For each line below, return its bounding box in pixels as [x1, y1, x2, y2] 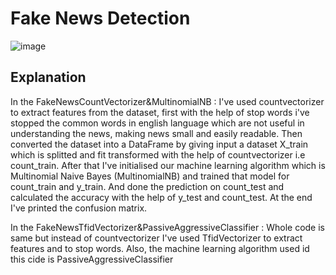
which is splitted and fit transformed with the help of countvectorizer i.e [10, 148, 306, 161]
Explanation [10, 69, 87, 86]
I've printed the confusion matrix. [10, 202, 148, 214]
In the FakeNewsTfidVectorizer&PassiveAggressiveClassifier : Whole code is [10, 221, 325, 233]
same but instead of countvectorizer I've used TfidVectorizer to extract [10, 232, 303, 244]
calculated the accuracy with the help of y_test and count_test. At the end [10, 191, 313, 203]
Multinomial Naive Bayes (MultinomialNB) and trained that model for [10, 170, 290, 182]
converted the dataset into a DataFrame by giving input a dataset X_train [10, 138, 309, 150]
